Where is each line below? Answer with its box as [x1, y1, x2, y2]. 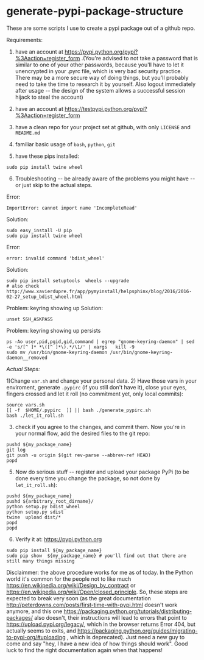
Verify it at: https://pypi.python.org [15, 535, 102, 543]
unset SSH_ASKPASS [6, 316, 53, 322]
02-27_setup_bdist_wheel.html [6, 294, 83, 300]
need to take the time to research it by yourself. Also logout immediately [15, 80, 196, 88]
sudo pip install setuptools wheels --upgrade [6, 277, 130, 284]
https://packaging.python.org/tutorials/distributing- [63, 608, 192, 615]
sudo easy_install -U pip [6, 227, 72, 233]
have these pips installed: [15, 152, 79, 160]
